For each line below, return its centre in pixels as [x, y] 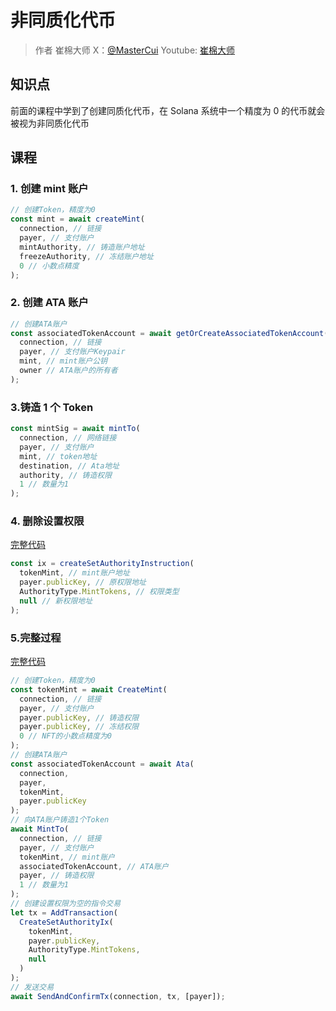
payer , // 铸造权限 [57, 876]
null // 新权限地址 [56, 601]
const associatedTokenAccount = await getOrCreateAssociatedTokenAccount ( [169, 333]
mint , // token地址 [58, 456]
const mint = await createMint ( [77, 219]
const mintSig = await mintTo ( [75, 429]
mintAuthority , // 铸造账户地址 [82, 247]
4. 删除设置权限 [47, 521]
